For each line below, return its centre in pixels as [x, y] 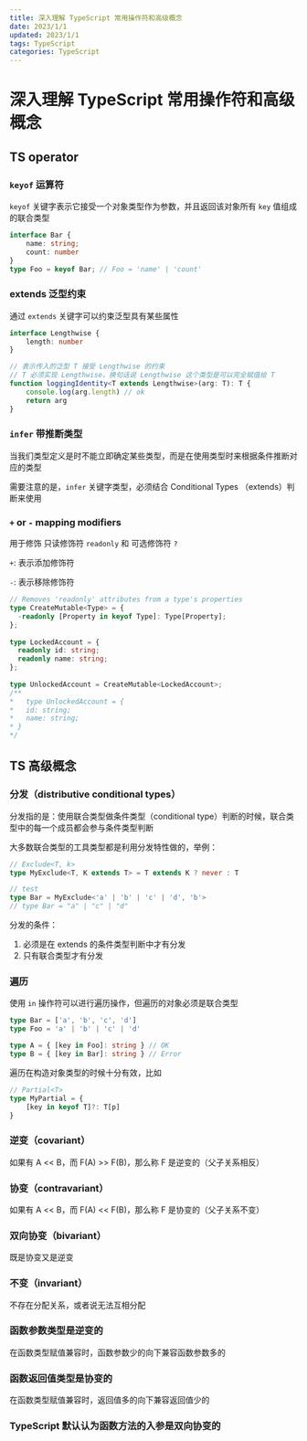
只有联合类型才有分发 [63, 956]
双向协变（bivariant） [58, 1235]
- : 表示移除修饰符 [42, 582]
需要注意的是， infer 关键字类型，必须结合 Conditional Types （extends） [148, 486]
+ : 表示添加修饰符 [42, 563]
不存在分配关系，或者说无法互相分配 [78, 1305]
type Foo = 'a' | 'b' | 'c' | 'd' [75, 1029]
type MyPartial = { [47, 1098]
